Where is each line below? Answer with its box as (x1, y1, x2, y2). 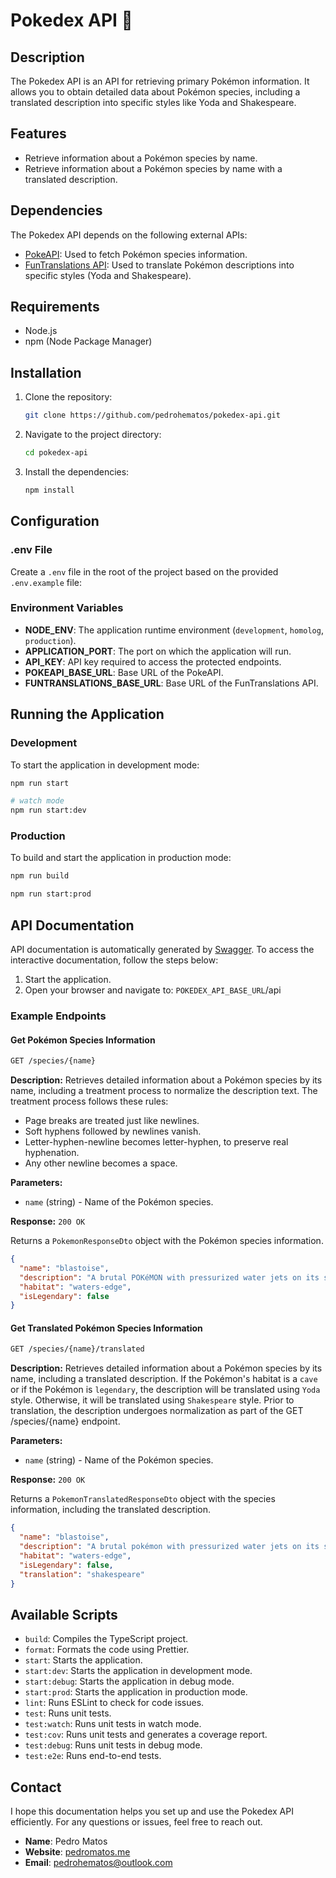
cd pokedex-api (24, 448, 89, 458)
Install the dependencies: (24, 466, 130, 478)
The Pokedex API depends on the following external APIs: (10, 229, 248, 241)
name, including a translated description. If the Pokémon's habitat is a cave (10, 1373, 318, 1385)
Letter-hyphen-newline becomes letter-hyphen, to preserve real (24, 1136, 289, 1148)
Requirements (10, 299, 100, 316)
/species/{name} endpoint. (10, 1415, 121, 1428)
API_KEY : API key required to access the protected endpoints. (24, 655, 282, 668)
